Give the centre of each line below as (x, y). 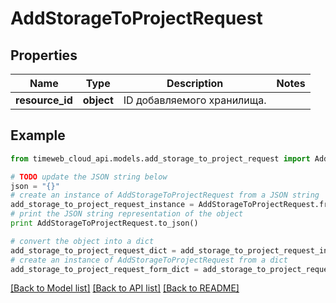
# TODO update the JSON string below (89, 177)
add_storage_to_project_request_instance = (102, 205)
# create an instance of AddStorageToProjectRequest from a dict (149, 260)
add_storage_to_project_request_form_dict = (104, 269)
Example (38, 135)
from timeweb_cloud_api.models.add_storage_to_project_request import (160, 158)
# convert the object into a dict (82, 241)
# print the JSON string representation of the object (127, 214)
